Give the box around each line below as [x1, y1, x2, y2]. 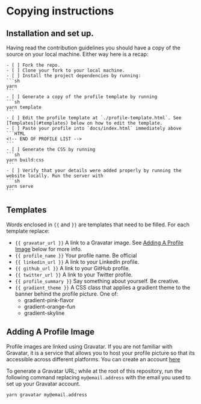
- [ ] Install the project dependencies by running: [6, 73, 141, 79]
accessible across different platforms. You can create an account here [6, 355, 181, 362]
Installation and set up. [6, 28, 94, 39]
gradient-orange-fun [23, 303, 76, 310]
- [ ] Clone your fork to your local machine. [6, 67, 125, 73]
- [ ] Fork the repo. [6, 62, 61, 68]
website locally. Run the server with [6, 173, 104, 179]
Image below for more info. [14, 245, 82, 252]
